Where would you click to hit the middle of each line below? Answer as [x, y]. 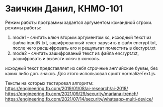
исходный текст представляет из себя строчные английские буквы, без [81, 68]
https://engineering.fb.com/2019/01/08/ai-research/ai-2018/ [67, 88]
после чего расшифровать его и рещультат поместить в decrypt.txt [84, 48]
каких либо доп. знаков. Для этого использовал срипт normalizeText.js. [81, 73]
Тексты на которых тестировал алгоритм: [49, 83]
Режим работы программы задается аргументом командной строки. [79, 22]
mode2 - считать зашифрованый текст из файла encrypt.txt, [76, 53]
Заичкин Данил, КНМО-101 [64, 9]
